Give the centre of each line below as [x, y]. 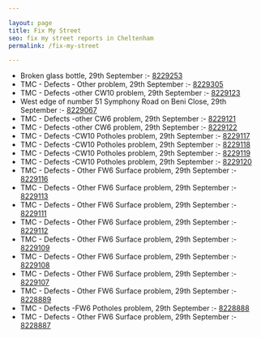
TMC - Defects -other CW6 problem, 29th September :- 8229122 [128, 127]
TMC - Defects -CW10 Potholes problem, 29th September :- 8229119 [135, 153]
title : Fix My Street [45, 30]
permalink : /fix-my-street [54, 45]
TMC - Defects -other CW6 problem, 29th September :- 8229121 [128, 119]
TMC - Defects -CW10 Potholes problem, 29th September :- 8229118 [135, 145]
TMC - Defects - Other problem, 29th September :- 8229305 [122, 84]
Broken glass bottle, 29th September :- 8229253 [101, 76]
